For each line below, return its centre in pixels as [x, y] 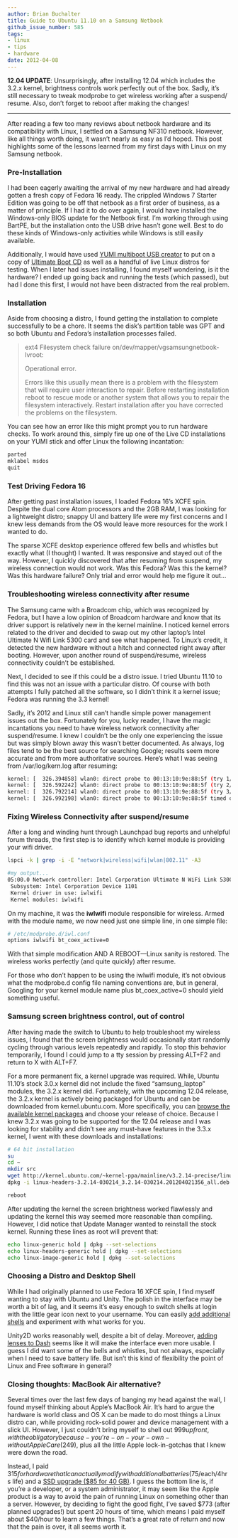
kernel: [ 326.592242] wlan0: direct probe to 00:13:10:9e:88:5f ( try [115, 785]
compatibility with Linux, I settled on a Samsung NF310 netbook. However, [115, 131]
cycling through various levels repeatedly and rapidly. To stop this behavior [117, 1047]
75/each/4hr [209, 1474]
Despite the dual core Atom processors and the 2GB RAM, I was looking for [117, 509]
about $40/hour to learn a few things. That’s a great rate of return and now [116, 1519]
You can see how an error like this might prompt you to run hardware [108, 427]
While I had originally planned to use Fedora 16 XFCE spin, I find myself [111, 1291]
